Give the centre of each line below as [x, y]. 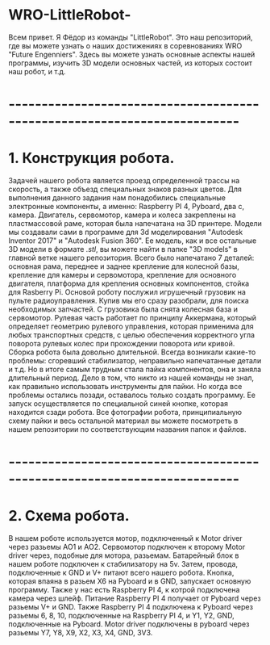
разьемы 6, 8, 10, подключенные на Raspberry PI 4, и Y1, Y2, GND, [122, 616]
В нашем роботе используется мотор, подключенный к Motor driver [126, 538]
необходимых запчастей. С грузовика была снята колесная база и [123, 309]
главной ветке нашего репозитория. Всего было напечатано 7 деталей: [131, 258]
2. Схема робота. [69, 516]
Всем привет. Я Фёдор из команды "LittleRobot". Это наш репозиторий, [131, 37]
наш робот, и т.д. [37, 71]
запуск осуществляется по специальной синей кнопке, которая [118, 404]
